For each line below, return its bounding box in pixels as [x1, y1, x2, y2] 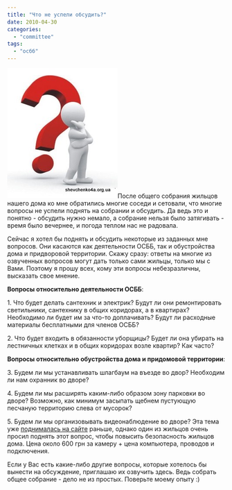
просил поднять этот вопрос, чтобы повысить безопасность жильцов [7, 432, 215, 440]
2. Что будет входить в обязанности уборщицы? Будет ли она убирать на [7, 334, 224, 342]
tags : [7, 40, 23, 48]
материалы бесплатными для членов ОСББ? [7, 321, 140, 329]
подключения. [7, 447, 50, 455]
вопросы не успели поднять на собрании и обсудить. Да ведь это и [7, 207, 208, 214]
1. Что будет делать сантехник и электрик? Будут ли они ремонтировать [7, 298, 222, 307]
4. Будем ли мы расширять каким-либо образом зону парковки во [7, 389, 206, 397]
